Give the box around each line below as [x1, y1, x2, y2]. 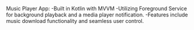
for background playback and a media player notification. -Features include [6, 11, 188, 18]
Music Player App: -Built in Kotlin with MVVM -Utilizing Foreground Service [6, 5, 188, 12]
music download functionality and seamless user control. [6, 18, 144, 24]
